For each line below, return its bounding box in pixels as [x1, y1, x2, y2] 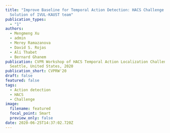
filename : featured [10, 106, 51, 111]
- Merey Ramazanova [10, 40, 51, 46]
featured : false [5, 78, 39, 83]
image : [5, 102, 19, 107]
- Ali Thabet [10, 50, 37, 55]
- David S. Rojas [10, 45, 47, 50]
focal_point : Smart [10, 111, 51, 116]
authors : [5, 26, 24, 31]
